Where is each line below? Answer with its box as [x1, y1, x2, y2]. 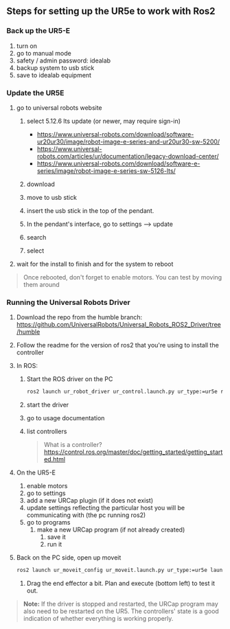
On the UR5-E [16, 468, 56, 477]
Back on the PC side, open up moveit [16, 553, 122, 562]
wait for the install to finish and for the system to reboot [16, 260, 174, 268]
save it [47, 533, 66, 541]
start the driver [26, 401, 69, 409]
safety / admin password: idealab [16, 56, 111, 65]
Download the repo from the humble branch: [16, 313, 143, 321]
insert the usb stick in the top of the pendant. [26, 206, 154, 215]
